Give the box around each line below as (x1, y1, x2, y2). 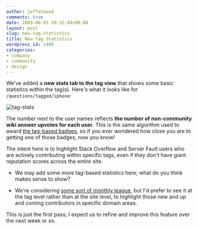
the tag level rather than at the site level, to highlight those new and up (14, 193, 186, 201)
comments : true (6, 14, 44, 20)
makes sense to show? (14, 175, 71, 183)
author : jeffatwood (6, 8, 54, 15)
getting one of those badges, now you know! (6, 134, 115, 141)
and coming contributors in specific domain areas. (14, 199, 138, 207)
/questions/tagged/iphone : (6, 92, 72, 99)
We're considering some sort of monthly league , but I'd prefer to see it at (14, 187, 193, 194)
